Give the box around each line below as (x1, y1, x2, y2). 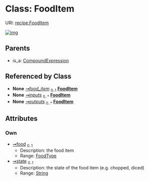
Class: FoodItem (5, 3, 75, 15)
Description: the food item (20, 147, 74, 154)
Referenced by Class (5, 72, 72, 81)
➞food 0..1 (12, 141, 33, 148)
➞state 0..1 (12, 158, 34, 165)
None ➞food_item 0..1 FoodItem (12, 85, 78, 93)
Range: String (20, 170, 49, 176)
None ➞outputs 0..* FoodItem (12, 99, 74, 106)
